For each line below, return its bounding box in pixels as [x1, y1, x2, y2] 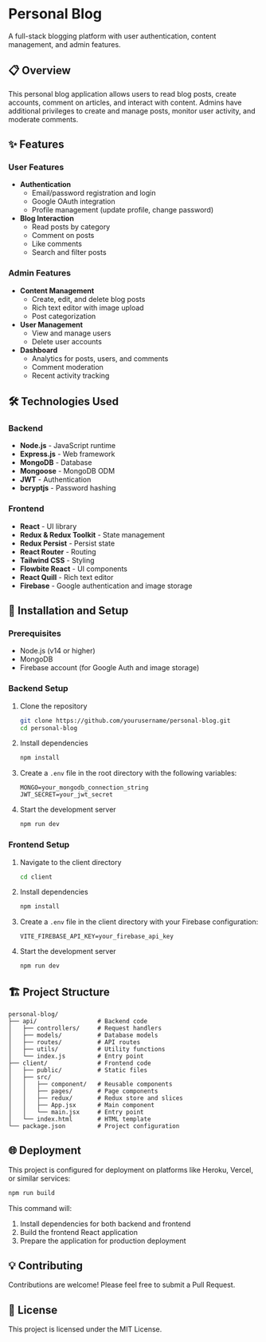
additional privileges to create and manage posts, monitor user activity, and [8, 105, 256, 116]
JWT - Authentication [19, 474, 92, 484]
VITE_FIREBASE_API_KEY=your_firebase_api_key [19, 932, 174, 941]
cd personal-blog [19, 724, 78, 732]
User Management [19, 320, 84, 329]
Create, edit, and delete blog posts [31, 294, 146, 304]
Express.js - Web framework [19, 449, 115, 459]
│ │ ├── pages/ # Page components [8, 1087, 158, 1095]
